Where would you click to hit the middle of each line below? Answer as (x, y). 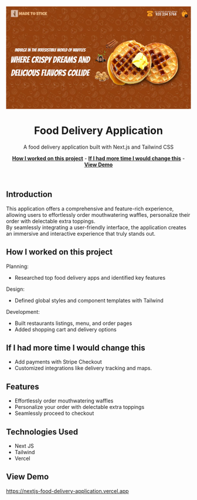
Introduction (29, 194)
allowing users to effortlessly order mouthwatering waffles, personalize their (98, 214)
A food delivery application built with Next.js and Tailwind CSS (98, 147)
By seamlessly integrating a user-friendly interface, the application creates (96, 227)
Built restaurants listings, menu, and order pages (73, 323)
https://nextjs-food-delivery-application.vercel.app (67, 491)
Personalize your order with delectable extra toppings (79, 407)
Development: (23, 311)
